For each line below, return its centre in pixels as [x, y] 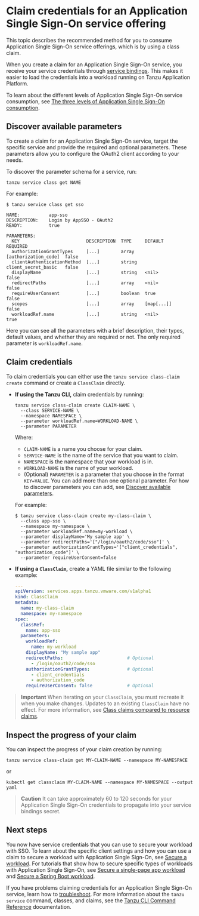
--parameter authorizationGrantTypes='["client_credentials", [99, 547]
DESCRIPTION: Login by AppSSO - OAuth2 [60, 220]
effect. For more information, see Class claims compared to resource [105, 710]
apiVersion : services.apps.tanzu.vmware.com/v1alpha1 [83, 591]
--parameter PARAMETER [49, 426]
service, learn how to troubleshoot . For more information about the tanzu [95, 894]
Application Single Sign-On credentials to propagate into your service [106, 805]
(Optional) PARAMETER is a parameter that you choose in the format [104, 474]
